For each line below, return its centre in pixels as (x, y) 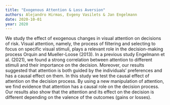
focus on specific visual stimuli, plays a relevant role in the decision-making (84, 49)
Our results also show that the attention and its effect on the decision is (80, 92)
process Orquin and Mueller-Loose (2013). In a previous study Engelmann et (85, 55)
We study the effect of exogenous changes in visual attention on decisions (83, 38)
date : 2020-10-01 (24, 19)
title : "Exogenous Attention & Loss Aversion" (55, 10)
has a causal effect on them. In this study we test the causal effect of (77, 76)
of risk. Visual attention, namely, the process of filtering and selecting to (80, 44)
